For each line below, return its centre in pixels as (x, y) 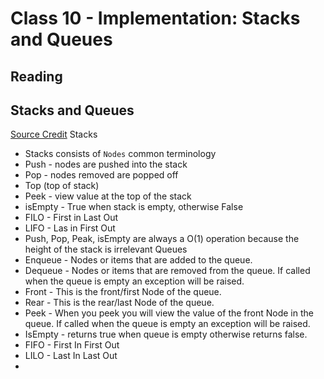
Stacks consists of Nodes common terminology (120, 154)
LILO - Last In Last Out (71, 356)
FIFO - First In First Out (72, 345)
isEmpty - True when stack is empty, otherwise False (134, 207)
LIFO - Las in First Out (70, 228)
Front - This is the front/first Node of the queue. (123, 292)
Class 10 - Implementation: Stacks (155, 18)
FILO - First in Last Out (71, 218)
